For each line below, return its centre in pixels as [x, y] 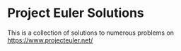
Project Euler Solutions [76, 13]
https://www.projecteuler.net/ [50, 40]
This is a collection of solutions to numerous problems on [91, 33]
